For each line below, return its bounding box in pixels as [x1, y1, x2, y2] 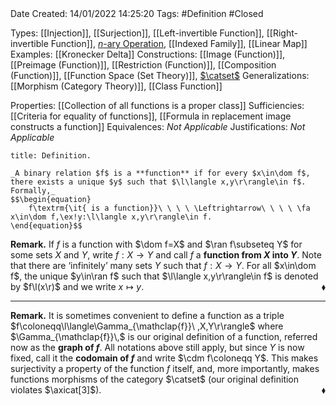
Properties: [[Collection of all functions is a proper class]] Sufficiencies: [10, 100, 305, 111]
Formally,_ [10, 186, 56, 196]
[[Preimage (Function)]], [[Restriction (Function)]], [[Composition [10, 59, 277, 71]
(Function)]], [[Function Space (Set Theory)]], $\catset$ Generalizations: [10, 70, 310, 81]
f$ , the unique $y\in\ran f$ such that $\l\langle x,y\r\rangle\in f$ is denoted [10, 270, 319, 282]
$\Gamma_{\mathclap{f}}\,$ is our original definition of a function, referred [10, 331, 318, 342]
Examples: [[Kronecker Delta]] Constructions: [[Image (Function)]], [10, 48, 286, 60]
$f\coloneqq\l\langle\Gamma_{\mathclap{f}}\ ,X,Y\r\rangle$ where [10, 320, 284, 332]
